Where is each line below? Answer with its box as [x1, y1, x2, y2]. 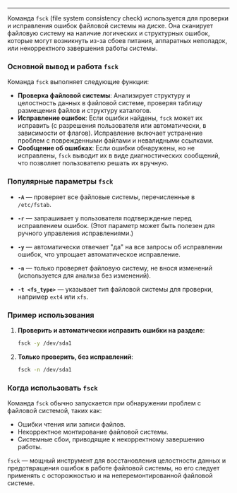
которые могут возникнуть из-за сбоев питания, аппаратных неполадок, [7, 37, 228, 44]
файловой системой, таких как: [7, 406, 102, 415]
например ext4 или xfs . [17, 292, 89, 301]
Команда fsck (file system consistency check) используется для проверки [7, 14, 229, 22]
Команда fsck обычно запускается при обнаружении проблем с [7, 398, 202, 407]
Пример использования [7, 310, 95, 320]
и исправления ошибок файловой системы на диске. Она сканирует [7, 22, 214, 30]
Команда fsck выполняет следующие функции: [7, 78, 150, 86]
